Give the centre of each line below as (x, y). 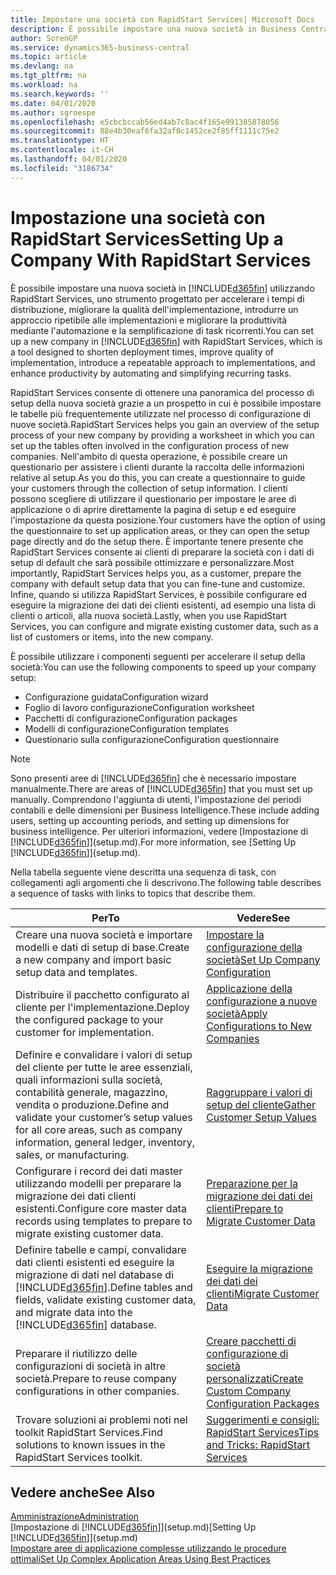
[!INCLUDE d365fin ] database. (86, 1324)
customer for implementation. (85, 1032)
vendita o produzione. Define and (92, 1104)
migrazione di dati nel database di (94, 1274)
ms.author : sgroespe (53, 112)
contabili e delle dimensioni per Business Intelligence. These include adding (165, 810)
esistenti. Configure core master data (101, 1208)
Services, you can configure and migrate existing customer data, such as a (164, 626)
